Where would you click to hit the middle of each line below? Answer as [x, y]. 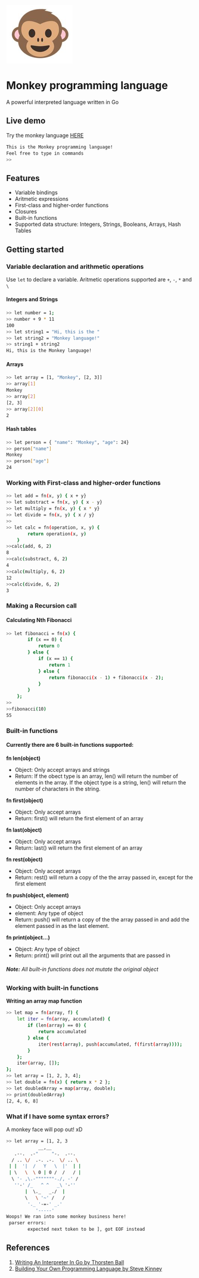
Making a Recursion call [42, 606]
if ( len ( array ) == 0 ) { [57, 1026]
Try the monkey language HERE [45, 135]
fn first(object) [25, 800]
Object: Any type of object [47, 949]
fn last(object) [24, 830]
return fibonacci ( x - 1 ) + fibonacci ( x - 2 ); [106, 678]
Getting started [35, 249]
